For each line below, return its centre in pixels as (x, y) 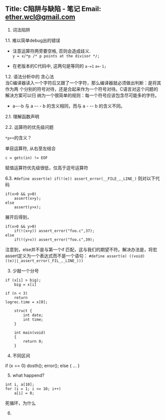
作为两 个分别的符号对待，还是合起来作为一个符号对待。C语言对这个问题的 (82, 89)
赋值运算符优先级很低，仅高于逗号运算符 (47, 168)
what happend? (28, 375)
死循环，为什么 (20, 403)
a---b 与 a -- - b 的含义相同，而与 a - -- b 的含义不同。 (69, 106)
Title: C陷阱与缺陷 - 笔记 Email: (53, 9)
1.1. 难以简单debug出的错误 (33, 40)
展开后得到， (18, 217)
